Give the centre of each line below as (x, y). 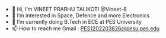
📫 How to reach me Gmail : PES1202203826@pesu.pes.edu (86, 28)
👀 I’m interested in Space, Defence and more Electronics (81, 15)
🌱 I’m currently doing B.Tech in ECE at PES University (77, 22)
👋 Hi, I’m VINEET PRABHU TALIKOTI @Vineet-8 (69, 9)
